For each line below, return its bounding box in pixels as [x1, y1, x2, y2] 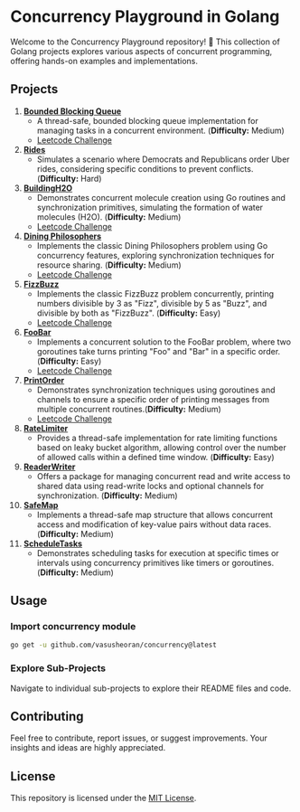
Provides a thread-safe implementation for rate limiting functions [36, 432, 278, 443]
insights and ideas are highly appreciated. [10, 742, 166, 753]
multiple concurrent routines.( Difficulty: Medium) [36, 403, 222, 414]
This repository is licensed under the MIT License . [10, 793, 197, 804]
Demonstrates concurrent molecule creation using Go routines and [36, 192, 286, 203]
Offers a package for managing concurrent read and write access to [36, 470, 291, 481]
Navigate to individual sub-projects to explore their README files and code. [10, 683, 292, 694]
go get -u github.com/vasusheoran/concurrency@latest [10, 640, 218, 650]
